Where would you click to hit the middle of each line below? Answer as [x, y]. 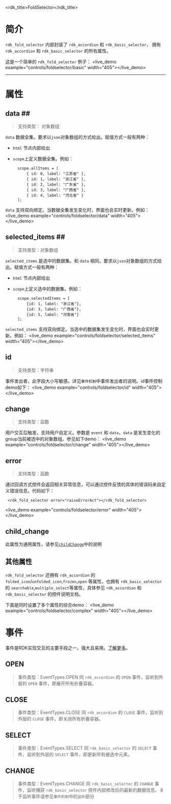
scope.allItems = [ [38, 168]
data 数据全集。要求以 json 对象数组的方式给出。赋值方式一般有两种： [78, 137]
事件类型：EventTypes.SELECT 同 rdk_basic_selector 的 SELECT [84, 748]
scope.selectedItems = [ [44, 298]
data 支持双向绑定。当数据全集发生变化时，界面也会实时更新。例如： [77, 210]
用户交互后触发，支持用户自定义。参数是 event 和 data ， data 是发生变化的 [83, 433]
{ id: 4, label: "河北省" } [55, 195]
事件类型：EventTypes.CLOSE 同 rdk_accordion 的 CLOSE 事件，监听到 [91, 712]
